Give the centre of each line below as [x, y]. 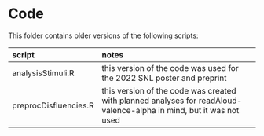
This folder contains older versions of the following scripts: [103, 35]
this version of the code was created [169, 90]
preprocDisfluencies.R [53, 105]
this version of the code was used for [170, 68]
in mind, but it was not [199, 110]
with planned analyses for [149, 101]
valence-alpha [129, 110]
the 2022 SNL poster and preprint [164, 78]
